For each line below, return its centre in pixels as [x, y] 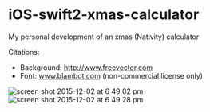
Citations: [24, 52]
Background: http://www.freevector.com [86, 67]
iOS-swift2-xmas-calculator [104, 15]
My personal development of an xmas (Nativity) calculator [104, 37]
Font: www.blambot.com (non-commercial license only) [111, 75]
